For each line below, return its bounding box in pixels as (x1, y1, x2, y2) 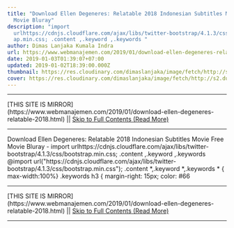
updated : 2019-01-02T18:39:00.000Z (7, 62, 111, 69)
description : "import (7, 23, 70, 30)
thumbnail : (7, 68, 39, 75)
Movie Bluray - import (7, 142, 70, 151)
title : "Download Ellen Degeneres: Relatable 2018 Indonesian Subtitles (7, 10, 223, 17)
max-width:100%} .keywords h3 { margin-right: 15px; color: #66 (7, 172, 190, 181)
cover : (7, 74, 26, 82)
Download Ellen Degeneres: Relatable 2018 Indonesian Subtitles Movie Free (7, 135, 224, 143)
